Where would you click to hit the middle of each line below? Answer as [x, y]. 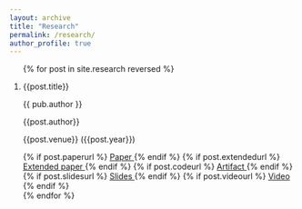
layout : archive [40, 18]
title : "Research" [44, 26]
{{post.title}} [46, 86]
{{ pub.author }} [52, 104]
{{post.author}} [51, 122]
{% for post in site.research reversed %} [98, 69]
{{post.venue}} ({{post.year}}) [79, 139]
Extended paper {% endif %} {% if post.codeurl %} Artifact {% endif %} [157, 167]
